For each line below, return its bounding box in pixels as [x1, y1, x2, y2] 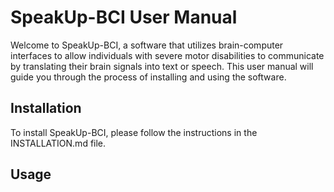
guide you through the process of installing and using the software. [10, 71, 287, 83]
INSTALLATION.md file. [10, 137, 107, 149]
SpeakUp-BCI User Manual [10, 6, 238, 29]
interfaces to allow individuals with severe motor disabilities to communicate [10, 49, 325, 61]
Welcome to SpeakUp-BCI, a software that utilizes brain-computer [10, 39, 284, 51]
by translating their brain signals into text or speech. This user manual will [10, 60, 314, 72]
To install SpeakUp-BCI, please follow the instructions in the [10, 126, 258, 138]
